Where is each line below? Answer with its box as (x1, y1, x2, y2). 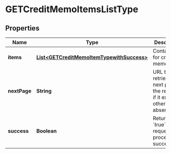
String (36, 87, 52, 95)
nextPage (8, 87, 32, 95)
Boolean (36, 128, 57, 134)
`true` (152, 121, 166, 128)
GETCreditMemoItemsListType (5, 4, 138, 15)
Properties (5, 24, 40, 33)
